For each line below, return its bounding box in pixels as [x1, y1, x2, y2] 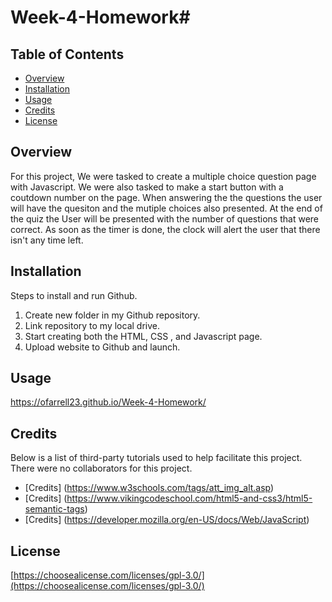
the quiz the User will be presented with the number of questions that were [10, 212, 319, 225]
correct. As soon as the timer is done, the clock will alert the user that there [10, 223, 321, 235]
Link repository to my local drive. [24, 319, 160, 331]
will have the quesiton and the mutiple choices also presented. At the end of [10, 202, 323, 214]
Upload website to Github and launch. [24, 341, 181, 353]
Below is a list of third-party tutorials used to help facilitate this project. [10, 452, 303, 464]
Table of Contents [10, 46, 125, 63]
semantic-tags [24, 503, 85, 515]
